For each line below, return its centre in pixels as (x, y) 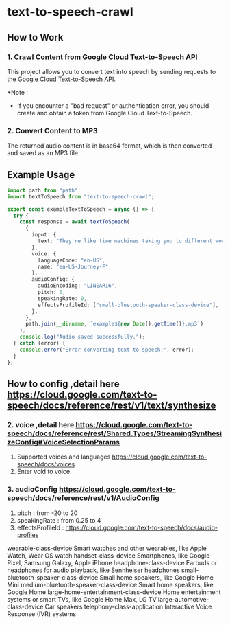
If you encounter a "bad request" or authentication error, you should (113, 105)
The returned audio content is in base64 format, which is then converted (110, 146)
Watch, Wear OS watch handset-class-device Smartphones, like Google (108, 555)
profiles (28, 535)
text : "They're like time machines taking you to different (125, 241)
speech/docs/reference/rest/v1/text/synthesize (112, 405)
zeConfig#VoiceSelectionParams (64, 442)
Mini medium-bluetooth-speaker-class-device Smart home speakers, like (110, 584)
